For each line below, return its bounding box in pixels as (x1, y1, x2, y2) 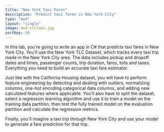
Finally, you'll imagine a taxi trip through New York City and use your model (5, 116, 159, 122)
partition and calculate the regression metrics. (5, 106, 99, 112)
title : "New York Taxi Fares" (5, 7, 68, 12)
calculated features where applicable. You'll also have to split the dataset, (5, 90, 155, 96)
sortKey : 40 (5, 30, 30, 35)
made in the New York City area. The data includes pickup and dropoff (5, 55, 149, 60)
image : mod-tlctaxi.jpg (5, 26, 55, 31)
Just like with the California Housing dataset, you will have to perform (5, 75, 147, 80)
